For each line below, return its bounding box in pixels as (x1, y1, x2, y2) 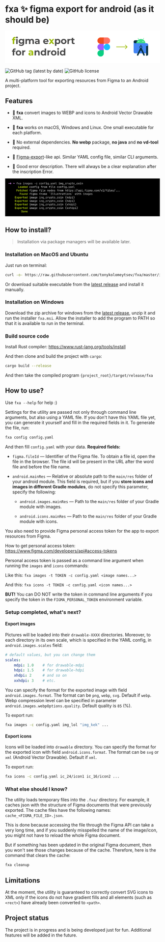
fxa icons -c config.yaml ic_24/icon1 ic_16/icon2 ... (5, 774, 120, 779)
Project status (5, 914, 49, 922)
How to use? (5, 387, 44, 395)
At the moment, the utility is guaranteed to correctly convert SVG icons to (5, 889, 154, 895)
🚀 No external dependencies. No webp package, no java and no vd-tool (12, 139, 159, 145)
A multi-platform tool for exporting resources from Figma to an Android (5, 77, 149, 83)
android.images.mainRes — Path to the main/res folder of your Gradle (19, 498, 159, 504)
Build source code (5, 333, 49, 340)
